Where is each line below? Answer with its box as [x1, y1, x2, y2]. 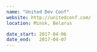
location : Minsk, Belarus [6, 20, 72, 26]
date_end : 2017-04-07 [6, 37, 67, 43]
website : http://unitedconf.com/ [6, 15, 92, 21]
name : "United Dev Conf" [6, 8, 70, 15]
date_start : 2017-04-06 [6, 31, 67, 37]
